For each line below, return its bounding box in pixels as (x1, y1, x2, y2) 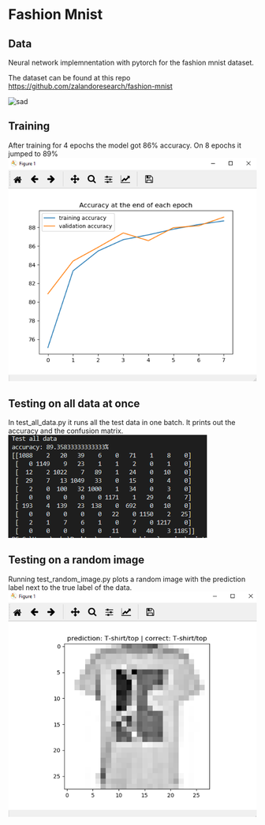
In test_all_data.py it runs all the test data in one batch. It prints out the (8, 417, 236, 427)
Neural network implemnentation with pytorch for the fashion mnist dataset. (8, 58, 255, 67)
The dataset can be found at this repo (8, 73, 131, 82)
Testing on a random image (8, 554, 145, 567)
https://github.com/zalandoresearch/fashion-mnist (8, 81, 174, 91)
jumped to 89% (8, 148, 59, 159)
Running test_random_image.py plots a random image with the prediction (8, 574, 246, 584)
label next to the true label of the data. (8, 582, 132, 592)
